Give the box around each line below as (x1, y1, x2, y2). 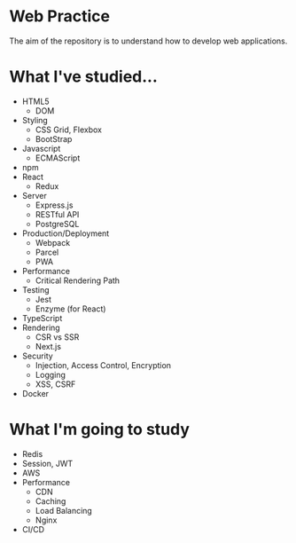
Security (21, 350, 53, 361)
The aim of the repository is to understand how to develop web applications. (9, 35, 288, 46)
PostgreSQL (35, 218, 80, 229)
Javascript (21, 143, 61, 153)
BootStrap (35, 133, 73, 144)
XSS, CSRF (35, 379, 76, 390)
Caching (35, 495, 66, 507)
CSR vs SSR (35, 331, 80, 342)
